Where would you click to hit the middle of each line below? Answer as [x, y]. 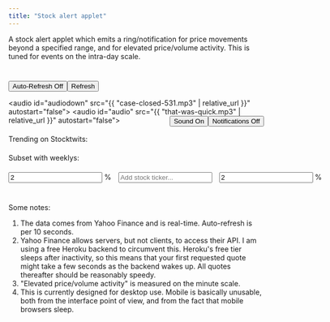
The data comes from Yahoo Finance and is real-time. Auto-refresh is [136, 223]
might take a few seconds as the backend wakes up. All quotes [125, 266]
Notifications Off [236, 121]
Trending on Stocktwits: [48, 139]
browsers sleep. [47, 309]
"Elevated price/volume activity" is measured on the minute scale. [130, 283]
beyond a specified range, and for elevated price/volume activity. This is [129, 47]
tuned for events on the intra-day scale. [75, 56]
